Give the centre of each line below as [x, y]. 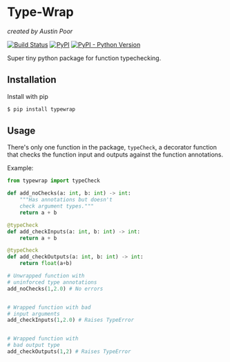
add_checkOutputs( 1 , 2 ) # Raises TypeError [69, 352]
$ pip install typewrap [41, 109]
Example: [20, 168]
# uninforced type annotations [52, 282]
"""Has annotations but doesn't [66, 200]
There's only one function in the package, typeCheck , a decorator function [112, 147]
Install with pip [28, 96]
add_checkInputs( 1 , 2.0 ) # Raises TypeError [71, 320]
